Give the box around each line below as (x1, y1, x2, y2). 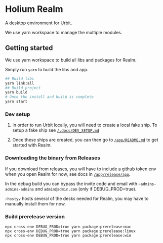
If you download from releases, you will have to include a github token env (5, 166, 157, 172)
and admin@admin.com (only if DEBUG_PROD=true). (35, 186, 137, 192)
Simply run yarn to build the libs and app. (5, 66, 89, 72)
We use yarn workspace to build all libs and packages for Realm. (5, 57, 137, 63)
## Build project (5, 85, 41, 90)
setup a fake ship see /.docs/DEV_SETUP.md (12, 127, 100, 133)
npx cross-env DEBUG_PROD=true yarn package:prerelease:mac (5, 224, 132, 229)
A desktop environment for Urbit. (5, 20, 73, 26)
